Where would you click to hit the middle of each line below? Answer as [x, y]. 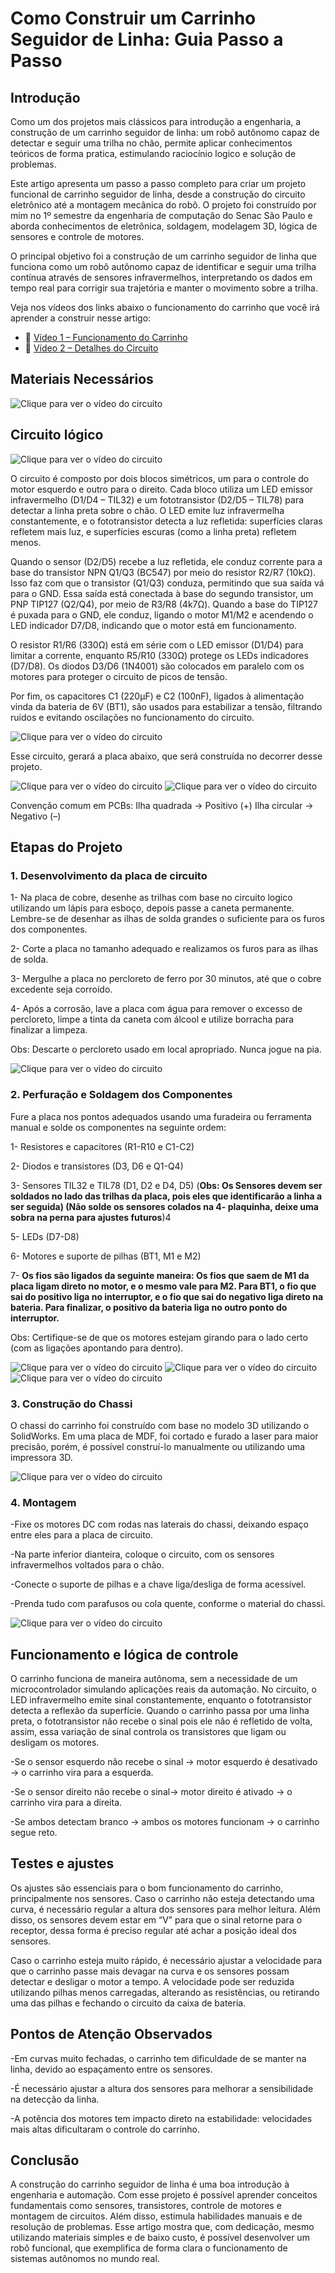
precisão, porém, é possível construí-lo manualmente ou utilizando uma [158, 1446]
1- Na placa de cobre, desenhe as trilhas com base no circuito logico [151, 898]
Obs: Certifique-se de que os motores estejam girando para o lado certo [159, 1337]
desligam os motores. [55, 1743]
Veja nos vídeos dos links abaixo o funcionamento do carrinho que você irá [165, 307]
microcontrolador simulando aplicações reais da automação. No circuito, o [163, 1689]
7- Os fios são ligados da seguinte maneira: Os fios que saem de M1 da [160, 1275]
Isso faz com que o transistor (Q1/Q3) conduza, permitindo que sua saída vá [167, 583]
